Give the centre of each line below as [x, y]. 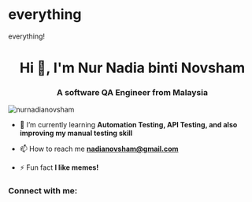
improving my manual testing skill [76, 133]
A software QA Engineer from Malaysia [132, 93]
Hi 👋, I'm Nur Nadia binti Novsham [132, 68]
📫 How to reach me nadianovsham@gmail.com [99, 149]
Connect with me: [43, 191]
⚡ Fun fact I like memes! [59, 167]
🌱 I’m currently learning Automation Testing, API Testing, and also [128, 125]
